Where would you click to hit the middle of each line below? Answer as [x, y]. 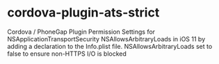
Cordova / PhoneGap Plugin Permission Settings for [81, 32]
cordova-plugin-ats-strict [83, 13]
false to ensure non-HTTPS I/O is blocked [67, 54]
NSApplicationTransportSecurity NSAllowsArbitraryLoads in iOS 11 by [106, 39]
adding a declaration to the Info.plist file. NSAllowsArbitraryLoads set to [110, 46]
